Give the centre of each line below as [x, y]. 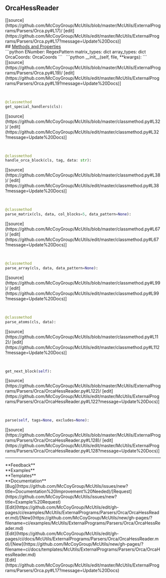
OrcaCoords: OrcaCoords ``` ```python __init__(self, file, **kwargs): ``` [76, 57]
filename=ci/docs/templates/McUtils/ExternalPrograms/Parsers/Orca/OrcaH [83, 549]
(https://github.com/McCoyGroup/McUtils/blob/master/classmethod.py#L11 [82, 337]
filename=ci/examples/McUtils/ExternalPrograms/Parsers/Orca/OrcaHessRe [83, 523]
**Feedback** [20, 465]
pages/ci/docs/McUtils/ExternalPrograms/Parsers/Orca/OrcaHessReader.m [82, 539]
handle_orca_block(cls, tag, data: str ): [48, 161]
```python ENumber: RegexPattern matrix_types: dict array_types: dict [76, 52]
